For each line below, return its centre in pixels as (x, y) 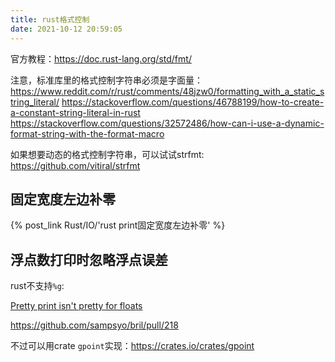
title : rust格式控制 (50, 19)
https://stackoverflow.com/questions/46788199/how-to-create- (193, 102)
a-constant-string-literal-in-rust (75, 112)
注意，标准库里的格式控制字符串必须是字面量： (106, 80)
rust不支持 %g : (37, 286)
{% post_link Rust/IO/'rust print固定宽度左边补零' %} (118, 225)
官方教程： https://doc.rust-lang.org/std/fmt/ (101, 58)
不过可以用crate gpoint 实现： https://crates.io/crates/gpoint (132, 346)
